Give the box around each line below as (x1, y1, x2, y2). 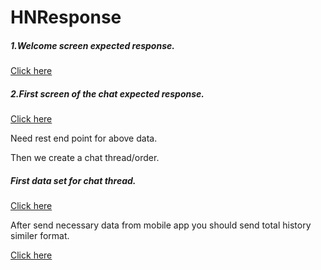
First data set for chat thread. (10, 174, 137, 186)
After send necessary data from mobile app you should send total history (10, 219, 312, 231)
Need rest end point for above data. (10, 132, 158, 145)
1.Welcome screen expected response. (10, 39, 175, 51)
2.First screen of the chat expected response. (10, 87, 205, 100)
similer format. (10, 230, 70, 242)
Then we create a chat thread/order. (10, 152, 160, 164)
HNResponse (10, 6, 122, 29)
